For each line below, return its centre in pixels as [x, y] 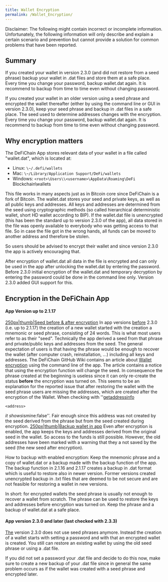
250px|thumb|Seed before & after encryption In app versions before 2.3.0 [81, 322]
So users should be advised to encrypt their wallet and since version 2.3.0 [82, 246]
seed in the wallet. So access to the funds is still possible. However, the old [83, 437]
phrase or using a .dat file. [32, 548]
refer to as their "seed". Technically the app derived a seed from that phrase [84, 338]
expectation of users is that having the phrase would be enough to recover [82, 349]
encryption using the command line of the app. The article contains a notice [83, 365]
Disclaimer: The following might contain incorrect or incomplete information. [84, 29]
